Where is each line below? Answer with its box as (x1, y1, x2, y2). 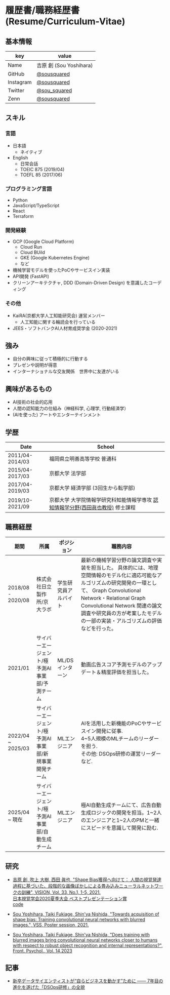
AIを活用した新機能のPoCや (80, 720, 147, 727)
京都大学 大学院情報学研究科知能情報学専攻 (49, 497, 152, 504)
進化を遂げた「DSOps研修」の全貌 (12, 984, 85, 990)
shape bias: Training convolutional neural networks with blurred (12, 916, 145, 922)
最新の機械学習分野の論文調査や (80, 556, 157, 564)
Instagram (8, 79, 32, 86)
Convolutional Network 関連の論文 (80, 602, 162, 609)
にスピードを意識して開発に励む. (80, 824, 158, 831)
